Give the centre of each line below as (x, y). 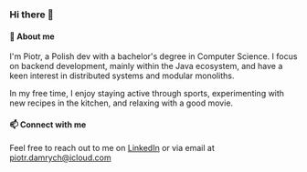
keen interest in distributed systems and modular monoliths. (122, 76)
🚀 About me (32, 36)
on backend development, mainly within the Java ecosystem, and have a (146, 66)
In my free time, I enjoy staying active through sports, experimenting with (147, 94)
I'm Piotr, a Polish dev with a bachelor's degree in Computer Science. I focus (153, 56)
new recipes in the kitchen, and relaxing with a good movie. (122, 103)
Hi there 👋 (32, 15)
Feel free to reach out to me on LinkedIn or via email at (112, 148)
